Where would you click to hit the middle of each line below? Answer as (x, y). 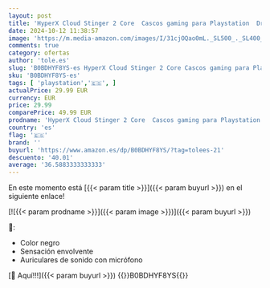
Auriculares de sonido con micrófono (81, 260)
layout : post (30, 16)
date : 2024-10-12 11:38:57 (53, 30)
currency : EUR (32, 98)
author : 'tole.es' (39, 61)
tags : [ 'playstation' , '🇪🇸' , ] (62, 83)
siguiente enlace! (37, 197)
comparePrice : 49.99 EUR (50, 113)
